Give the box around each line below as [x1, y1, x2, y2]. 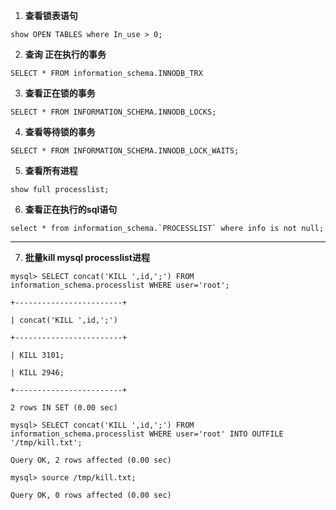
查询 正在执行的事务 [24, 49, 107, 60]
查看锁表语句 [24, 10, 78, 21]
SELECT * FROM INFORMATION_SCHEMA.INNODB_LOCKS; [10, 107, 217, 117]
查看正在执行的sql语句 [24, 204, 118, 215]
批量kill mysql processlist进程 [24, 252, 150, 263]
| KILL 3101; [10, 350, 65, 360]
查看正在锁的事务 [24, 87, 96, 99]
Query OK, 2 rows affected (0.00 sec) [10, 455, 172, 465]
